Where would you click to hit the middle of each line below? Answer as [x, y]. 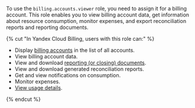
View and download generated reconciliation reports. [79, 69]
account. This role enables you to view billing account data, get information [98, 15]
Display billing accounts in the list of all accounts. [74, 50]
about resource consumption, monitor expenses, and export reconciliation [96, 21]
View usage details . [38, 88]
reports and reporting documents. [47, 27]
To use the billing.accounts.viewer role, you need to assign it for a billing [97, 9]
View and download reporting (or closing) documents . [80, 63]
